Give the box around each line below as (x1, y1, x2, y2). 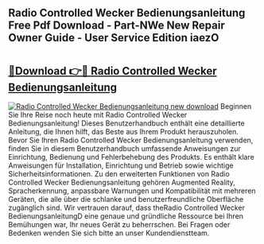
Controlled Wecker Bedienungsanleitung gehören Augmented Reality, (8, 178, 236, 187)
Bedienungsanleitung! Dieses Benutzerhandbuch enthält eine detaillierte (8, 118, 245, 128)
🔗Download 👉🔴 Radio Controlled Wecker (8, 64, 217, 78)
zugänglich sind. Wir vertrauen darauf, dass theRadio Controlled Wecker (8, 203, 245, 212)
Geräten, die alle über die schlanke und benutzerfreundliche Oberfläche (8, 195, 244, 203)
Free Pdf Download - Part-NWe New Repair (8, 19, 225, 33)
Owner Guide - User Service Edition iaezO (8, 31, 219, 45)
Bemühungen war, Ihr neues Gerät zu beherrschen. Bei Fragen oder (8, 220, 231, 229)
